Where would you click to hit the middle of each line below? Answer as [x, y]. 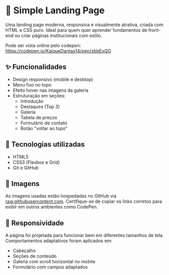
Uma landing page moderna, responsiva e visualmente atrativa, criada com [84, 25]
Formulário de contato [44, 123]
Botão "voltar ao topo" [44, 128]
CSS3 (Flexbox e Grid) [36, 162]
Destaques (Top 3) [40, 107]
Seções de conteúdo [35, 256]
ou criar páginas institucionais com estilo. [58, 35]
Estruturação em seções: [39, 96]
